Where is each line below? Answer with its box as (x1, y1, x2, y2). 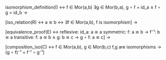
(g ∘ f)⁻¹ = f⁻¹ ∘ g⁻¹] (5, 49, 44, 55)
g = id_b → (5, 9, 28, 15)
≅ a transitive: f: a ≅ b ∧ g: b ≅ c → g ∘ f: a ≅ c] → (5, 34, 111, 40)
